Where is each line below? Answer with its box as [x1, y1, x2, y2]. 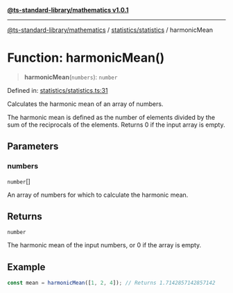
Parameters [7, 141, 59, 152]
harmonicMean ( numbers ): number [24, 73, 118, 81]
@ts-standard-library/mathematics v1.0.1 [7, 6, 129, 14]
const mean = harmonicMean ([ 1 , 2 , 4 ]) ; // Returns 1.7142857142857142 [7, 280, 216, 287]
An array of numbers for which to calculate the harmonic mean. [7, 190, 189, 199]
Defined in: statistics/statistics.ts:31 [7, 86, 108, 94]
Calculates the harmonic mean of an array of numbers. [7, 100, 164, 108]
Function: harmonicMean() [7, 50, 165, 66]
